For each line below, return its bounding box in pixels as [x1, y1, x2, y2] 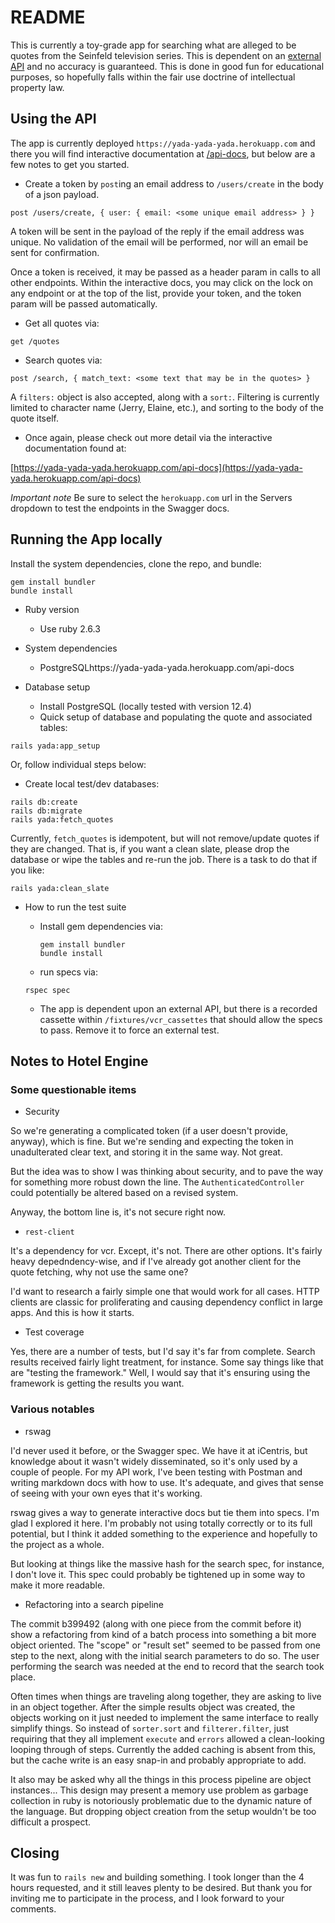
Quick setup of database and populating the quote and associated [39, 711, 313, 723]
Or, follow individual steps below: [10, 758, 147, 770]
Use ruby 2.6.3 [39, 622, 101, 635]
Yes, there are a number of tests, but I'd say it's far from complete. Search [10, 1346, 316, 1358]
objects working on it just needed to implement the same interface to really [10, 1711, 319, 1723]
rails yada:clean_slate [10, 883, 110, 893]
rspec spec [24, 985, 71, 995]
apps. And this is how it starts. [10, 1307, 135, 1319]
